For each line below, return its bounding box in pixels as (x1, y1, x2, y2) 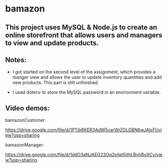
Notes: (5, 56, 27, 64)
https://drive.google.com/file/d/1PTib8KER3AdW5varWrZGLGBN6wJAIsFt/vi (5, 127, 162, 133)
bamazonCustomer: (5, 117, 46, 123)
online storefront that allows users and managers (5, 31, 162, 39)
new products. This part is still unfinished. (12, 80, 99, 86)
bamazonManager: (5, 142, 44, 148)
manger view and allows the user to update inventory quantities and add (12, 74, 162, 80)
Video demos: (5, 104, 50, 112)
